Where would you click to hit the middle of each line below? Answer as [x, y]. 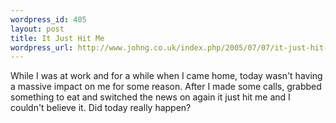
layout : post [37, 29]
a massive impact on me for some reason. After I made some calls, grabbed [166, 87]
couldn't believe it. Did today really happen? [101, 108]
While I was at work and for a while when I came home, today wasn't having [166, 76]
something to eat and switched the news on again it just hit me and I [150, 97]
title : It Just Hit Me [57, 38]
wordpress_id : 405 [48, 19]
